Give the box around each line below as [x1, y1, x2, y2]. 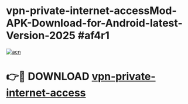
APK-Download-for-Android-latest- [6, 16, 183, 30]
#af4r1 [77, 29, 110, 42]
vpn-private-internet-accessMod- [6, 4, 177, 18]
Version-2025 [6, 29, 76, 42]
